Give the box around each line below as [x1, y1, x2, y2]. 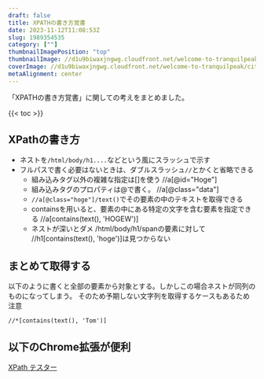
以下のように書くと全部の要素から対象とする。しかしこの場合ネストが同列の [8, 281, 256, 291]
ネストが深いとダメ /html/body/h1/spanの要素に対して [31, 224, 206, 234]
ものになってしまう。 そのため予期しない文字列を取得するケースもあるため [8, 292, 250, 301]
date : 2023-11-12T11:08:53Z [8, 26, 101, 34]
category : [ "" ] [8, 41, 58, 49]
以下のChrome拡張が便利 [8, 340, 131, 354]
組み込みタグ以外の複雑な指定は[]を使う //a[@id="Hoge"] [31, 175, 218, 185]
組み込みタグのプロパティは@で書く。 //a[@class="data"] [31, 185, 219, 194]
